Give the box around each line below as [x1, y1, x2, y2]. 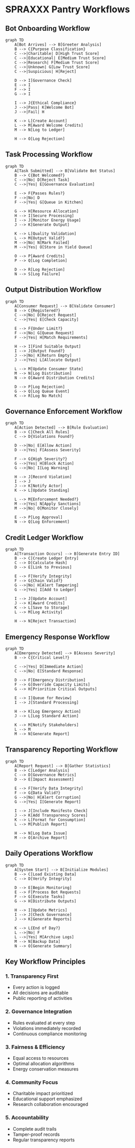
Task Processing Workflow [5, 150, 93, 159]
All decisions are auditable [12, 990, 69, 996]
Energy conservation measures [12, 1065, 79, 1072]
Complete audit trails [12, 1125, 57, 1132]
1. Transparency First [5, 973, 59, 980]
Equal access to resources [12, 1055, 69, 1061]
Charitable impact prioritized [12, 1091, 73, 1097]
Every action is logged [12, 984, 60, 991]
